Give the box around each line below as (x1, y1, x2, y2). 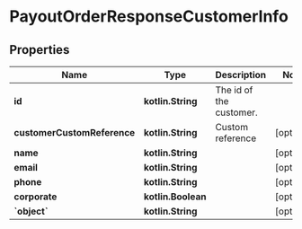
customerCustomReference (13, 127, 136, 138)
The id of (215, 84, 253, 96)
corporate (13, 190, 58, 203)
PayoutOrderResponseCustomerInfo (9, 6, 289, 27)
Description (215, 69, 267, 81)
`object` (13, 205, 49, 217)
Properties (9, 42, 70, 57)
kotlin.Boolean (143, 190, 207, 203)
